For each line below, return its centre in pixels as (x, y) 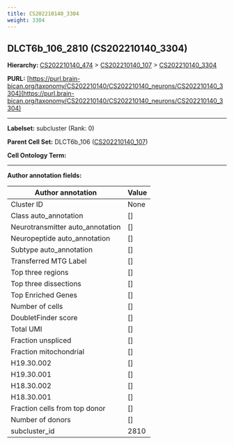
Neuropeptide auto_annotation (60, 239)
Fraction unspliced (41, 340)
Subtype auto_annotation (52, 250)
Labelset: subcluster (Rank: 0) (51, 128)
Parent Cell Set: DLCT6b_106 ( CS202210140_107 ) (78, 142)
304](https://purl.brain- (41, 93)
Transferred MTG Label (49, 261)
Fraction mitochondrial (48, 352)
